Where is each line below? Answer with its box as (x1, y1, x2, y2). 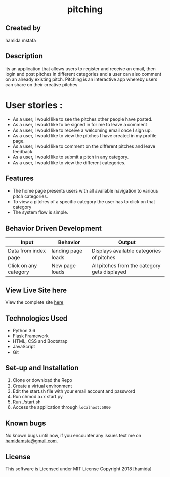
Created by (5, 24, 41, 33)
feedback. (12, 148, 34, 154)
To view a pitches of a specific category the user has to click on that (12, 198, 155, 204)
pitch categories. (12, 193, 48, 199)
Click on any (8, 262, 37, 269)
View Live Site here (5, 285, 67, 294)
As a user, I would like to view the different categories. (12, 159, 126, 166)
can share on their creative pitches (5, 81, 78, 87)
